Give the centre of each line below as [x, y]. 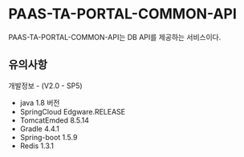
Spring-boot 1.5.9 [49, 137]
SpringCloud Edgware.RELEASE [73, 111]
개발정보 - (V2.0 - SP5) [45, 86]
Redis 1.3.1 [37, 146]
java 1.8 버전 [40, 103]
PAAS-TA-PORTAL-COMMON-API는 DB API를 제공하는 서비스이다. [115, 37]
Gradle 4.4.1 [40, 128]
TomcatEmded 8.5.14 [55, 120]
